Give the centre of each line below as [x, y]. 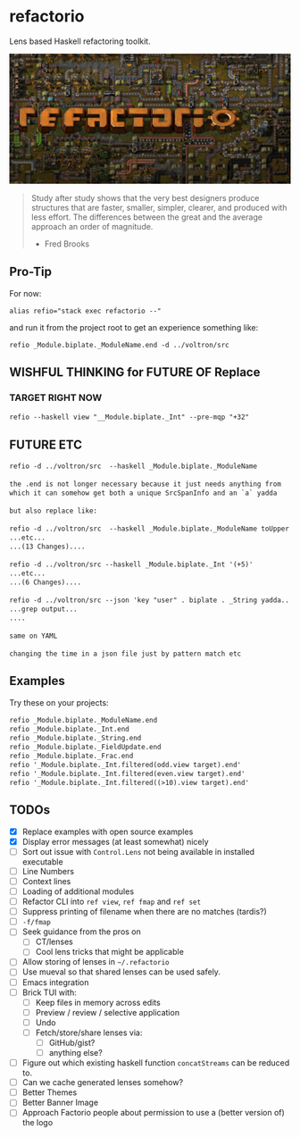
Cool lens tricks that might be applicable [110, 952]
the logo [37, 1123]
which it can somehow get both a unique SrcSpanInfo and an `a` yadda [143, 493]
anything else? [75, 1052]
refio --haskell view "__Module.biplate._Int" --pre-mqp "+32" [129, 417]
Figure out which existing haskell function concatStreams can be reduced [156, 1063]
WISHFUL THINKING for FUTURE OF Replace [135, 372]
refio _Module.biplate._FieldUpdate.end [86, 747]
